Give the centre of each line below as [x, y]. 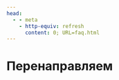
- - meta [25, 20]
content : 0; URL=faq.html [62, 32]
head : [14, 13]
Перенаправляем [60, 66]
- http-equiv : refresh [52, 26]
